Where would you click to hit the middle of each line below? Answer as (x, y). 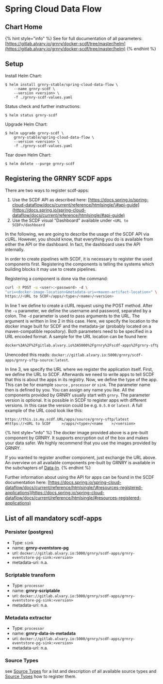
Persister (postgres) (29, 532)
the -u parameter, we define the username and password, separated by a (78, 311)
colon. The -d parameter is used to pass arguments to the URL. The (72, 316)
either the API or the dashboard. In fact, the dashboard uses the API (73, 244)
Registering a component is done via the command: (57, 278)
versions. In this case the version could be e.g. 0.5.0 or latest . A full (74, 406)
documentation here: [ (27, 482)
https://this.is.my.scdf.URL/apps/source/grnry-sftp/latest (67, 420)
